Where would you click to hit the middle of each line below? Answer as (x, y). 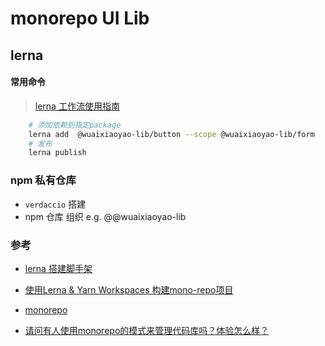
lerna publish (57, 153)
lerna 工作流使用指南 (77, 106)
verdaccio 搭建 (55, 204)
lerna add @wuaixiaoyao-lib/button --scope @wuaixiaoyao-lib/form (171, 134)
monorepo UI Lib (80, 18)
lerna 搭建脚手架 (58, 268)
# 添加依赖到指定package (75, 125)
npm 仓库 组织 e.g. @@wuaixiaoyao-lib (105, 216)
